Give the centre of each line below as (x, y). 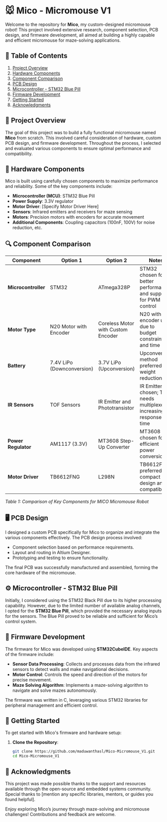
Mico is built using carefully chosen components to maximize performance (82, 181)
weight (148, 372)
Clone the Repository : (35, 742)
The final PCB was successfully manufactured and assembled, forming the (82, 567)
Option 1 (72, 260)
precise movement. (32, 680)
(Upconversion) (117, 369)
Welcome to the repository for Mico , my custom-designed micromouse (78, 24)
